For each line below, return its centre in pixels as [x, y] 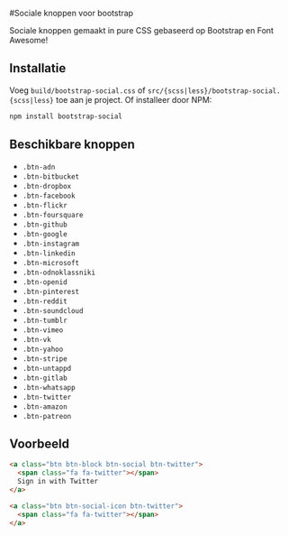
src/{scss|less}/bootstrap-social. [214, 91]
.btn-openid [45, 282]
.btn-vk [36, 339]
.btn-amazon [45, 407]
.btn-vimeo [43, 330]
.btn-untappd [47, 368]
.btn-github [45, 225]
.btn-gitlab [45, 378]
